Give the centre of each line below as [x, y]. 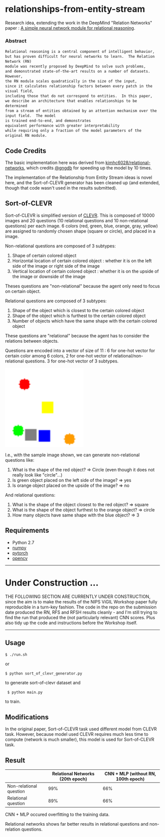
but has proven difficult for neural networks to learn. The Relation [80, 57]
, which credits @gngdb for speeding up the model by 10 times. [88, 168]
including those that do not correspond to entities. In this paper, [79, 96]
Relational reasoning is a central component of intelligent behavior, [80, 52]
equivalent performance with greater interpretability [62, 126]
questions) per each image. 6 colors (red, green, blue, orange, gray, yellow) [82, 226]
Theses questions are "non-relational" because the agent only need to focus [82, 286]
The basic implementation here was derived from [55, 163]
